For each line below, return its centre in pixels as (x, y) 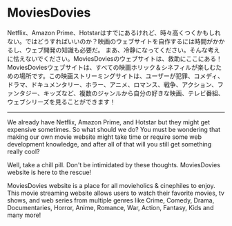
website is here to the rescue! (49, 172)
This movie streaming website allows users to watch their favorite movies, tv (116, 193)
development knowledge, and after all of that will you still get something (109, 144)
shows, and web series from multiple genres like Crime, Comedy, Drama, (111, 200)
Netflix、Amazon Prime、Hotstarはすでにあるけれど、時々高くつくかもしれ (114, 32)
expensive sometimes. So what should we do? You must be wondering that (114, 129)
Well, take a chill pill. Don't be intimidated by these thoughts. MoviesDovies (114, 164)
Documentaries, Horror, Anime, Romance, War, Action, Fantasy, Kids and (110, 207)
